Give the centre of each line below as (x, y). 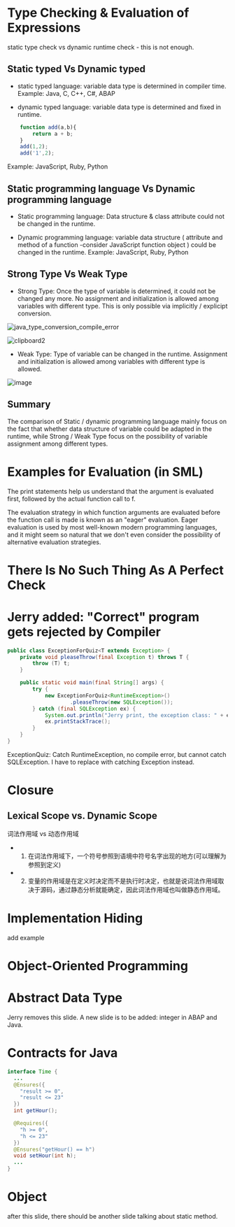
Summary (29, 405)
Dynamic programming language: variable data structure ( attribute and (120, 237)
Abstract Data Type (65, 998)
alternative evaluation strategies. (54, 542)
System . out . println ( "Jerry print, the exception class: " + (134, 715)
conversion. (34, 313)
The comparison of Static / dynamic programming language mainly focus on (117, 421)
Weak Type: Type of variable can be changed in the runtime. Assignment (122, 354)
